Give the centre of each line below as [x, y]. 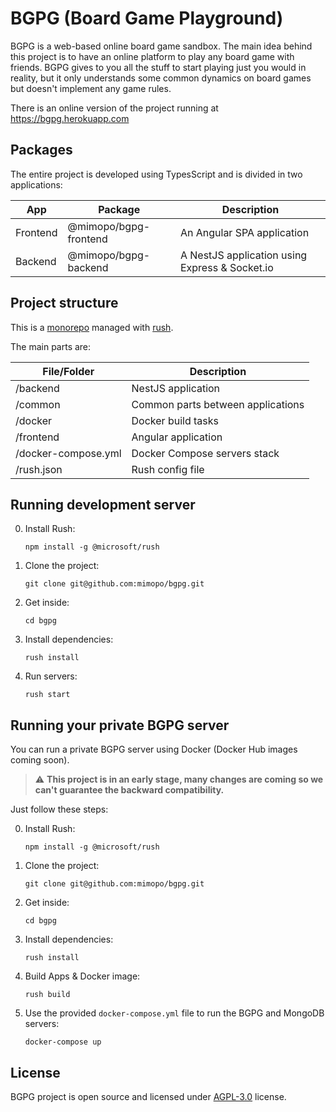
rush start [47, 695]
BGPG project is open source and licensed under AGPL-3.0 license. [148, 1096]
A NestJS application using [243, 255]
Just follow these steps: [59, 809]
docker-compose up [63, 1042]
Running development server [103, 504]
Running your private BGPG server [120, 725]
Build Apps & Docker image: [82, 976]
